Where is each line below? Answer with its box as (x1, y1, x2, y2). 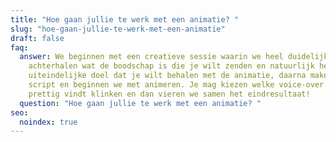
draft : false (10, 33, 65, 43)
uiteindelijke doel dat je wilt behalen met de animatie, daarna (28, 71, 307, 81)
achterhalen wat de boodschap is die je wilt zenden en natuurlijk (28, 61, 315, 71)
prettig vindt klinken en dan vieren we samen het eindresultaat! (28, 89, 311, 99)
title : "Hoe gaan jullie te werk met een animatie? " (10, 14, 240, 25)
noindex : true (19, 117, 78, 127)
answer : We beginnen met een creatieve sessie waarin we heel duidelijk (19, 52, 329, 62)
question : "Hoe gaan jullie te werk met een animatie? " (19, 98, 262, 108)
